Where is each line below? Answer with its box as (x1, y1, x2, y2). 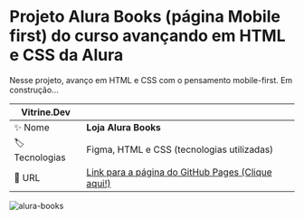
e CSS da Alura (9, 45, 124, 65)
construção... (9, 84, 59, 95)
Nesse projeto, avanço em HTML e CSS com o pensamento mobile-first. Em (9, 74, 293, 85)
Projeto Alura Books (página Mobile (9, 6, 280, 27)
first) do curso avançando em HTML (9, 25, 286, 46)
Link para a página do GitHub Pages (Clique (86, 166, 272, 178)
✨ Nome (14, 120, 50, 133)
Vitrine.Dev (21, 106, 71, 119)
